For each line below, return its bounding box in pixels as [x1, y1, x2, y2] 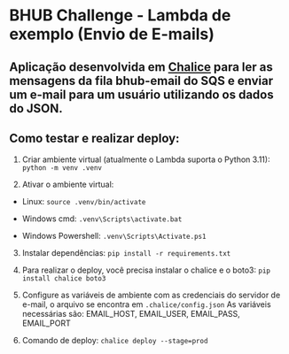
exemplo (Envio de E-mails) [9, 24, 215, 44]
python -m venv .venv [21, 164, 102, 173]
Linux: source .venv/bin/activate [21, 196, 146, 207]
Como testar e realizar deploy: [9, 130, 180, 146]
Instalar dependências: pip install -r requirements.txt [21, 248, 231, 258]
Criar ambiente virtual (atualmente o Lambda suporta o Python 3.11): [21, 154, 270, 165]
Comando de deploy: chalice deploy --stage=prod [21, 335, 208, 346]
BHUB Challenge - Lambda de [9, 5, 231, 26]
